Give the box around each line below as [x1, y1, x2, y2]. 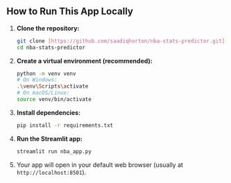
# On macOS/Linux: [16, 90, 70, 97]
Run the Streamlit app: [16, 134, 83, 143]
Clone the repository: [16, 24, 80, 32]
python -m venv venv [16, 70, 76, 77]
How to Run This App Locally [6, 6, 133, 17]
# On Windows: [16, 77, 58, 83]
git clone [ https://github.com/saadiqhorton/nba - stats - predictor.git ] [16, 38, 225, 45]
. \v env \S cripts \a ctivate [16, 83, 89, 90]
